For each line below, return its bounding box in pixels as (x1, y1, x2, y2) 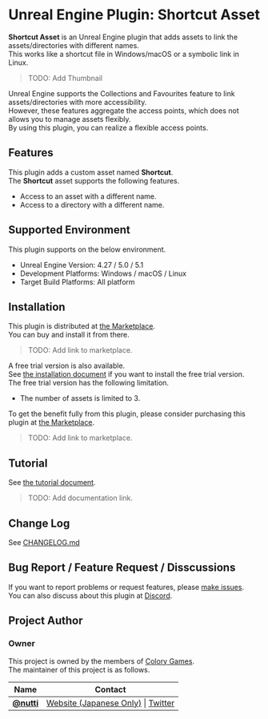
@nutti (12, 697, 39, 709)
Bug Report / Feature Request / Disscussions (8, 561, 236, 575)
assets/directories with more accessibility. (8, 97, 147, 107)
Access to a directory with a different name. (19, 200, 165, 209)
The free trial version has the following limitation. (8, 378, 170, 388)
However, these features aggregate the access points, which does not (8, 106, 239, 115)
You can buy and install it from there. (8, 330, 130, 340)
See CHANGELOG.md (8, 538, 80, 547)
